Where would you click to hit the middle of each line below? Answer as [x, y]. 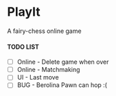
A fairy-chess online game [44, 31]
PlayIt [24, 12]
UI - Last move [38, 77]
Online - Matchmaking [48, 70]
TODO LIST [23, 47]
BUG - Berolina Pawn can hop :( [62, 85]
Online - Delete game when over [63, 62]
